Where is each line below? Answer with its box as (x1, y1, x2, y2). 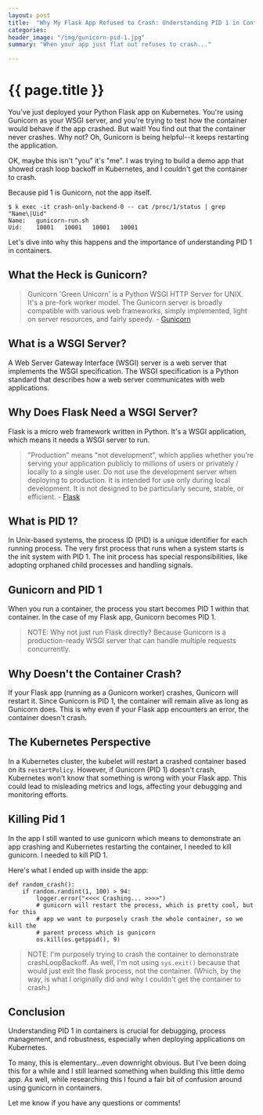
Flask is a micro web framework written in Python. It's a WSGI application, (8, 426, 247, 436)
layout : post (8, 11, 51, 20)
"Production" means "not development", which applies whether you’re (27, 450, 254, 459)
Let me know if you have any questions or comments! (8, 1099, 181, 1108)
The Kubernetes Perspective (8, 736, 151, 749)
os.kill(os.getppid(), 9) (36, 935, 121, 943)
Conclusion (8, 1005, 66, 1018)
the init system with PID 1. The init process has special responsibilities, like (8, 552, 248, 561)
